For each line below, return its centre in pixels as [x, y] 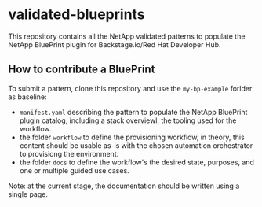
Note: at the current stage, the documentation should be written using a [124, 186]
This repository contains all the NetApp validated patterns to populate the [127, 36]
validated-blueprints [76, 15]
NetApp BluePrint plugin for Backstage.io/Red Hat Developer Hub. [115, 44]
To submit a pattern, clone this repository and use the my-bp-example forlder [130, 88]
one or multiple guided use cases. [74, 170]
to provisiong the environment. [69, 153]
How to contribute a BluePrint [82, 70]
